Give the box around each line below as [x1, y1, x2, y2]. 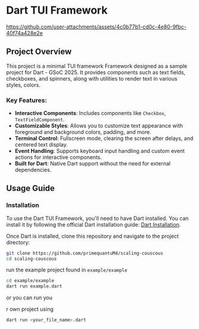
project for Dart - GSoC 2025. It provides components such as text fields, [6, 69, 186, 76]
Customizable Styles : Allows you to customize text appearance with [14, 122, 183, 129]
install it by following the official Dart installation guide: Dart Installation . [6, 221, 181, 228]
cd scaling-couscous [6, 255, 58, 261]
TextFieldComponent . [14, 116, 65, 123]
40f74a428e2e [6, 29, 43, 36]
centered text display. [14, 141, 68, 148]
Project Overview [6, 47, 72, 57]
